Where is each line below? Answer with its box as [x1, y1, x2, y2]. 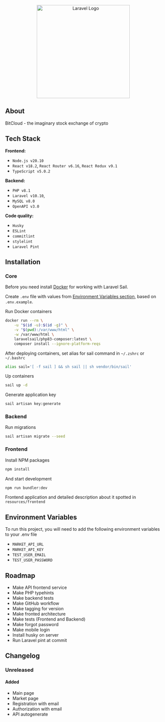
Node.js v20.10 [12, 158, 44, 163]
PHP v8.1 [12, 188, 31, 193]
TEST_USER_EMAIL [12, 553, 46, 558]
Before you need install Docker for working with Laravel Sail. [5, 284, 128, 290]
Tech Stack [5, 135, 41, 143]
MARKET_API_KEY [12, 547, 44, 553]
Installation [5, 258, 41, 266]
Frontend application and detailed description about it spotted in [5, 494, 136, 500]
